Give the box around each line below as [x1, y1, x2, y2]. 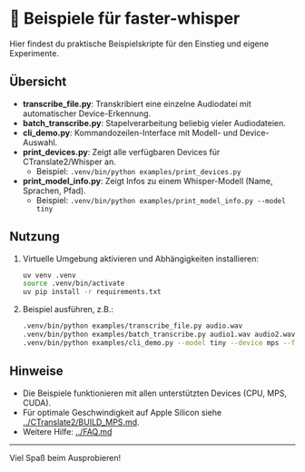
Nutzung [9, 229, 61, 244]
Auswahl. [22, 136, 58, 148]
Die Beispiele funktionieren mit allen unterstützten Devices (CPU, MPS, [22, 388, 288, 398]
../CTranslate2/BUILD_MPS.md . [22, 417, 140, 428]
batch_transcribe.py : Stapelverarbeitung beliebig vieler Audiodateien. [22, 117, 286, 128]
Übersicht [9, 74, 67, 90]
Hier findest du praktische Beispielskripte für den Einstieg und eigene [9, 38, 270, 49]
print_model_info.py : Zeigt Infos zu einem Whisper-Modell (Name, [22, 175, 273, 186]
